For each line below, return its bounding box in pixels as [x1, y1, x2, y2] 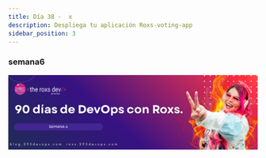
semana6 [8, 56, 45, 67]
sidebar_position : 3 [8, 29, 77, 37]
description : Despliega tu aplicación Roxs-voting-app [8, 21, 193, 29]
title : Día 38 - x [8, 13, 73, 21]
